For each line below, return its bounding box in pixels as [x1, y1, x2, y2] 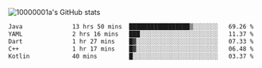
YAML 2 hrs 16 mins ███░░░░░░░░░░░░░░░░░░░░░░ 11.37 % [8, 30, 254, 38]
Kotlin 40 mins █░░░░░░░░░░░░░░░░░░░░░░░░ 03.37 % [8, 52, 254, 60]
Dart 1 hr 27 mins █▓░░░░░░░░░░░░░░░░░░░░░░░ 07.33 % [8, 37, 254, 45]
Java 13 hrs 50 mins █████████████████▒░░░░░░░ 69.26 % [8, 23, 254, 31]
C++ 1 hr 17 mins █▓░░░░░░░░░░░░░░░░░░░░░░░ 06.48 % [8, 44, 254, 53]
